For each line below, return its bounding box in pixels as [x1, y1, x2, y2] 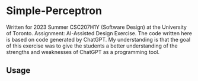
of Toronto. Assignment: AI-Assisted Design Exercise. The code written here [6, 29, 193, 36]
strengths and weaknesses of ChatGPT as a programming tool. [6, 48, 160, 55]
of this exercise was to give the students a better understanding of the [6, 42, 178, 49]
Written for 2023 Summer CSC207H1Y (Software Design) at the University [6, 23, 187, 31]
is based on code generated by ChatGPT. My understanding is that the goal [6, 36, 191, 43]
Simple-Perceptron [6, 4, 103, 18]
